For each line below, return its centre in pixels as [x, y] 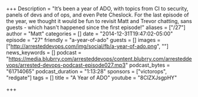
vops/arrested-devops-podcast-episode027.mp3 [66, 65]
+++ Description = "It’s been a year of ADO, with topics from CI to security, [97, 9]
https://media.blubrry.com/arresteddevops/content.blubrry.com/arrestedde [100, 59]
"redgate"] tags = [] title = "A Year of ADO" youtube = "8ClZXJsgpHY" [92, 77]
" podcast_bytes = [147, 65]
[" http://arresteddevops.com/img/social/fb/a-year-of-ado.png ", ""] [87, 46]
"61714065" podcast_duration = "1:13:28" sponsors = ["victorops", [87, 71]
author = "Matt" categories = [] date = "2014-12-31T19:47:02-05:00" [90, 34]
